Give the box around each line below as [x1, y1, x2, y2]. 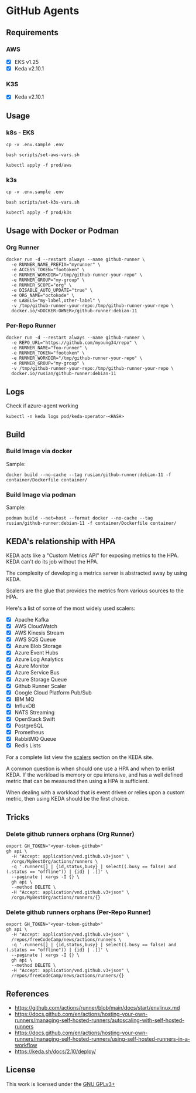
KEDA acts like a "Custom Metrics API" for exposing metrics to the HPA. [6, 552, 179, 559]
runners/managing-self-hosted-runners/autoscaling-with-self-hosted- [14, 1017, 185, 1024]
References [6, 989, 49, 998]
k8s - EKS [6, 128, 35, 136]
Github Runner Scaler [14, 682, 67, 689]
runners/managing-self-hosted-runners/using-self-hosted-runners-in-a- [14, 1035, 191, 1043]
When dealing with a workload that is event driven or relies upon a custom [6, 789, 185, 796]
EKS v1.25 [14, 58, 39, 65]
